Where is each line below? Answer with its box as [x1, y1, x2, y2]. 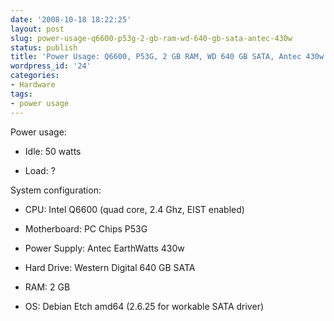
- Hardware [10, 80, 56, 90]
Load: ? [24, 164, 56, 176]
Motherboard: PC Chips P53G [24, 222, 148, 235]
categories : [10, 71, 60, 81]
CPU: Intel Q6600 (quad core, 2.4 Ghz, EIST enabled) [24, 203, 245, 215]
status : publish [10, 42, 78, 53]
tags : [10, 89, 33, 99]
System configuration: [10, 184, 102, 196]
